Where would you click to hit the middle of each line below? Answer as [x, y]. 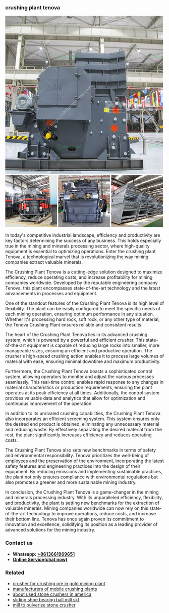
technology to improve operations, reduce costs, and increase [92, 514]
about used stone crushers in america [52, 594]
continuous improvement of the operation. [49, 403]
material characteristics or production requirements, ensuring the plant [79, 387]
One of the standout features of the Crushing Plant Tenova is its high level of [85, 303]
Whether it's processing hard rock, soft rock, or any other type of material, [82, 319]
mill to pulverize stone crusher [44, 605]
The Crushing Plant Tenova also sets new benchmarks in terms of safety [81, 450]
